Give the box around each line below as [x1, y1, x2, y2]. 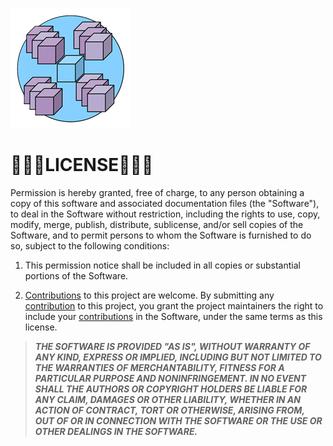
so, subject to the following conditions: [10, 239, 170, 252]
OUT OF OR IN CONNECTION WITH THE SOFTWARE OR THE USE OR [34, 414, 323, 427]
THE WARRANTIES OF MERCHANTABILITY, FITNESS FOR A [34, 361, 285, 373]
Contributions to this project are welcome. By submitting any [24, 289, 275, 301]
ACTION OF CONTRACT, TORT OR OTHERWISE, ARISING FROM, [34, 404, 305, 416]
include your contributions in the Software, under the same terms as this [24, 310, 323, 322]
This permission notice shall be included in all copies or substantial [24, 259, 301, 271]
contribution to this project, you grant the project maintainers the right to [24, 299, 324, 312]
